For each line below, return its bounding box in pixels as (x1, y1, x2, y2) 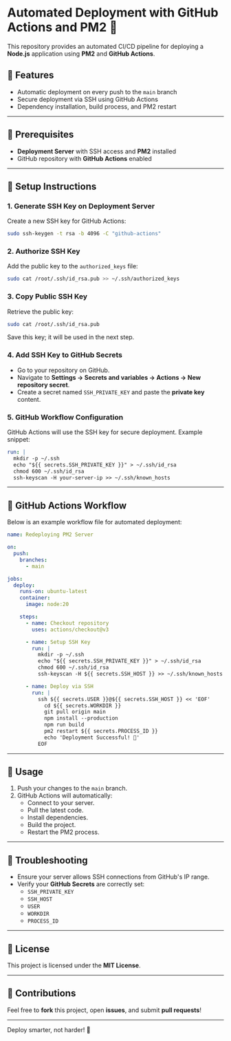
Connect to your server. (27, 799, 95, 807)
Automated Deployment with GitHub (7, 5, 219, 21)
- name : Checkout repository (25, 619, 109, 627)
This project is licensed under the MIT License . (7, 961, 141, 969)
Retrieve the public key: (7, 308, 74, 316)
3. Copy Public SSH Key (7, 292, 88, 301)
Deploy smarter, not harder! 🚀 (7, 1025, 91, 1033)
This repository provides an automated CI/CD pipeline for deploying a (7, 42, 204, 50)
